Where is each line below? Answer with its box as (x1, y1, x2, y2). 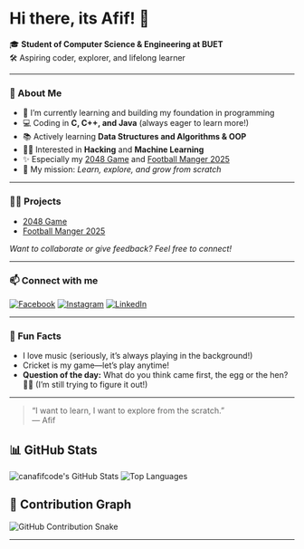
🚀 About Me (9, 86, 62, 99)
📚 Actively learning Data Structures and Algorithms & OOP (22, 131, 247, 142)
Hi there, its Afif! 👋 (9, 8, 150, 29)
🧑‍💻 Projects (9, 195, 62, 207)
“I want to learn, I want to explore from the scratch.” (31, 405, 224, 416)
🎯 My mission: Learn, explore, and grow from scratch (22, 164, 222, 175)
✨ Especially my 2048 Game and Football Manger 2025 (22, 154, 231, 165)
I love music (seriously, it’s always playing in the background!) (22, 351, 253, 361)
